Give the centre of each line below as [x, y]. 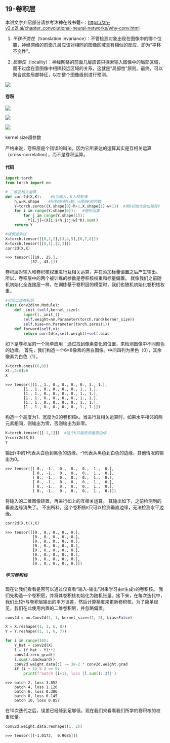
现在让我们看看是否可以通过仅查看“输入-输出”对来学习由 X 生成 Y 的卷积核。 [81, 589]
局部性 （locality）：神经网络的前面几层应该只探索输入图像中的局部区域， [88, 62]
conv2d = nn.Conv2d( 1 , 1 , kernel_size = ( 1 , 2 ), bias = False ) [69, 618]
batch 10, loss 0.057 [37, 701]
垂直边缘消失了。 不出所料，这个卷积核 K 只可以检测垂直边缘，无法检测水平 [82, 507]
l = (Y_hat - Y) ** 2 [35, 650]
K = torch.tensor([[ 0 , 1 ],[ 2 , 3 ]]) [38, 243]
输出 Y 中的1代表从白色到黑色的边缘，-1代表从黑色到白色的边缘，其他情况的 [82, 452]
